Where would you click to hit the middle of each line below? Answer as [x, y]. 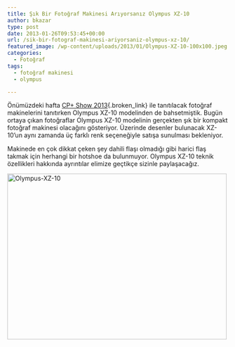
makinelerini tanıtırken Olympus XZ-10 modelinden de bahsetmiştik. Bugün [115, 113]
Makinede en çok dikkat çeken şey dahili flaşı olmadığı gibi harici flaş [107, 149]
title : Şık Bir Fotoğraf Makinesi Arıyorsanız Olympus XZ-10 [99, 14]
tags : [15, 66]
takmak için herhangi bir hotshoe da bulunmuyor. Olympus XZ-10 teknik [110, 156]
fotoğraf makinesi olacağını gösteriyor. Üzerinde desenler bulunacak [106, 128]
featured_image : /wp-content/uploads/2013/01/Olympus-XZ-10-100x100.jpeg [117, 46]
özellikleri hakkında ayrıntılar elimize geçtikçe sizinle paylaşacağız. [103, 164]
